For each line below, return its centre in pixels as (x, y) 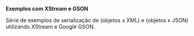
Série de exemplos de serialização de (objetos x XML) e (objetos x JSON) (97, 20)
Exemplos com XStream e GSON (47, 9)
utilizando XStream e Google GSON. (50, 27)
